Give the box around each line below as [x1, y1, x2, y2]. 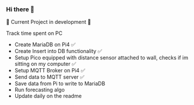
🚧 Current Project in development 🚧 [6, 19, 92, 26]
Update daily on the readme [14, 93, 82, 100]
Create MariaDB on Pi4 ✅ [14, 41, 76, 48]
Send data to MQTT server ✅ [14, 73, 85, 80]
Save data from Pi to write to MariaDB [14, 80, 105, 87]
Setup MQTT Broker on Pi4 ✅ [14, 67, 86, 74]
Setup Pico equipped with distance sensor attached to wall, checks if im [14, 54, 189, 61]
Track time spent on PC [6, 30, 63, 37]
